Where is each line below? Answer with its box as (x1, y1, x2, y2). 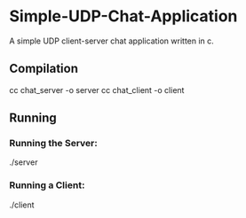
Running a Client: (9, 179, 85, 191)
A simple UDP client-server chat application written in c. (9, 35, 215, 46)
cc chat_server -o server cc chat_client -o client (9, 84, 185, 95)
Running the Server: (9, 137, 98, 150)
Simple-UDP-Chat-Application (9, 6, 238, 27)
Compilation (9, 61, 78, 76)
